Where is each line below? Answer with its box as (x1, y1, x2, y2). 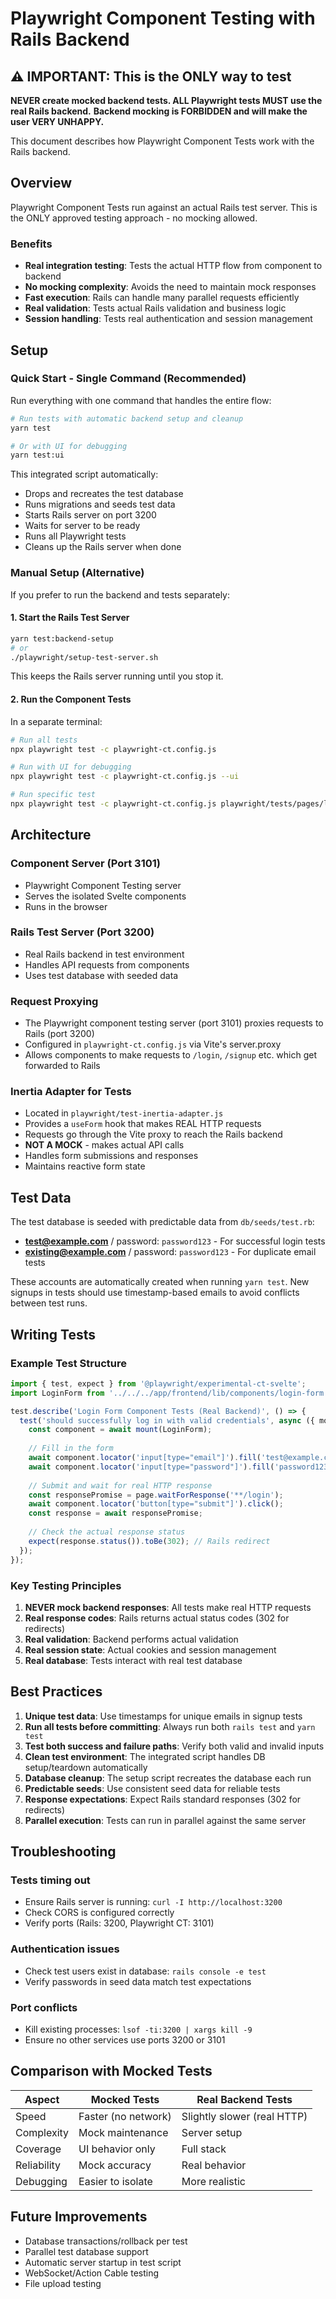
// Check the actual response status (28, 1527, 186, 1537)
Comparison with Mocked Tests (10, 2063, 213, 2080)
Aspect (24, 2092, 60, 2106)
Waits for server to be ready (24, 520, 141, 532)
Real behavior (181, 2158, 247, 2172)
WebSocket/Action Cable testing (24, 2267, 160, 2279)
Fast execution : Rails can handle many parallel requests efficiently (24, 292, 300, 304)
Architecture (10, 827, 92, 844)
